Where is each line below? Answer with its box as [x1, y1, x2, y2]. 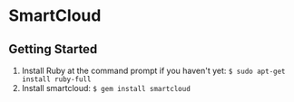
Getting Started [8, 42, 98, 57]
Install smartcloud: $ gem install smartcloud [21, 83, 191, 93]
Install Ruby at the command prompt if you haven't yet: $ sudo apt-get [21, 65, 287, 76]
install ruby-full [21, 75, 92, 84]
